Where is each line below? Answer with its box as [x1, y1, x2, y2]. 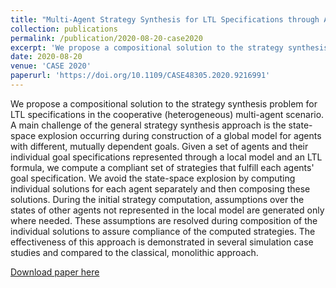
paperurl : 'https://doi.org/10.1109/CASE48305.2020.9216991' [10, 71, 271, 81]
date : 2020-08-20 [10, 52, 83, 62]
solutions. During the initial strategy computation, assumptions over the [10, 193, 305, 205]
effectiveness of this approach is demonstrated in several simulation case [10, 236, 314, 248]
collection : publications [10, 24, 118, 34]
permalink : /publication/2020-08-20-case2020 [10, 33, 203, 43]
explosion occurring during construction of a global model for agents [38, 129, 322, 141]
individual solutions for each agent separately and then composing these [10, 182, 311, 195]
